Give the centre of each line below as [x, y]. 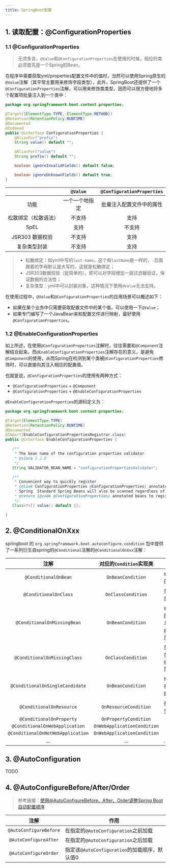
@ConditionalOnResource [48, 707]
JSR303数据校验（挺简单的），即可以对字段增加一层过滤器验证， [93, 273]
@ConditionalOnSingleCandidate [48, 686]
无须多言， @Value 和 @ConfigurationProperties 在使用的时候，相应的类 [90, 59]
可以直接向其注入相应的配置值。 [52, 364]
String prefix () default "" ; [45, 156]
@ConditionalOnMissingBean [48, 623]
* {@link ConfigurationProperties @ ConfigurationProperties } [80, 487]
